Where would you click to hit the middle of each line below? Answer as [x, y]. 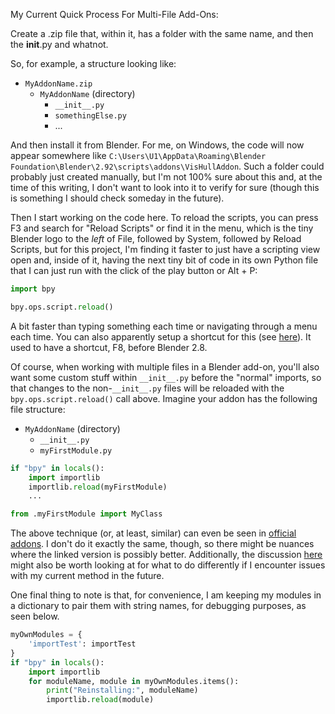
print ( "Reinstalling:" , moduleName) [122, 690]
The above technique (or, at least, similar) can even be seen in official [153, 533]
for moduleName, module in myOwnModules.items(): [134, 681]
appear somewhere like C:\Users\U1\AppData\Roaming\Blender [138, 155]
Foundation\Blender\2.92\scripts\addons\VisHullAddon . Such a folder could [167, 166]
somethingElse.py [90, 116]
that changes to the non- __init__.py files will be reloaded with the [147, 388]
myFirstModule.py [76, 450]
